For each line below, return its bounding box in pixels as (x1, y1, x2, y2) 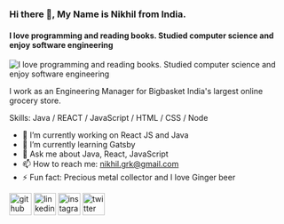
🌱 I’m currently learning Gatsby (21, 140, 136, 150)
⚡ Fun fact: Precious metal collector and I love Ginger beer (21, 172, 236, 183)
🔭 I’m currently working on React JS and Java (21, 130, 189, 140)
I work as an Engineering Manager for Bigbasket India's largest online (9, 86, 264, 97)
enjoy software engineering (9, 39, 114, 50)
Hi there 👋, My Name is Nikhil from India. (9, 8, 186, 20)
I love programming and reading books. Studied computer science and (9, 30, 274, 41)
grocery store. (9, 95, 61, 106)
